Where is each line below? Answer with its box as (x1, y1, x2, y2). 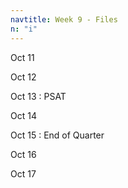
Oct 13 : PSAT (10, 90, 67, 102)
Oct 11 (10, 51, 35, 63)
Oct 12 (10, 71, 37, 83)
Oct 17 (10, 167, 37, 180)
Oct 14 (10, 109, 37, 121)
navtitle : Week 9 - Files (10, 14, 118, 25)
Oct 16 (10, 148, 37, 160)
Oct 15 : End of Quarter (10, 129, 105, 141)
